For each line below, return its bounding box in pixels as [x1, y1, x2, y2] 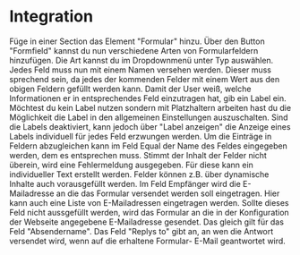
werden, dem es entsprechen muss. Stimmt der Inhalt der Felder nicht [9, 149, 267, 160]
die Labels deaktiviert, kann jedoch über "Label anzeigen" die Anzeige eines [9, 121, 291, 132]
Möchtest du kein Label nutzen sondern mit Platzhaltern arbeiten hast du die [9, 102, 292, 113]
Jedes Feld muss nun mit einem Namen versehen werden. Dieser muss [9, 64, 271, 75]
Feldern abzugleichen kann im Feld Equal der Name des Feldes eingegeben [9, 140, 288, 151]
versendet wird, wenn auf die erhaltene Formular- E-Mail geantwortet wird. [9, 235, 287, 246]
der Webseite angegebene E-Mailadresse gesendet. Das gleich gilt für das [9, 217, 285, 227]
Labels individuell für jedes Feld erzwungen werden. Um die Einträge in [9, 131, 272, 141]
